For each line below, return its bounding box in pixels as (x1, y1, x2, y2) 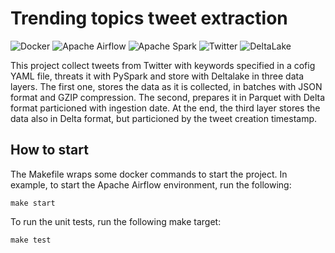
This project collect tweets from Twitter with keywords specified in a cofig (10, 59, 316, 71)
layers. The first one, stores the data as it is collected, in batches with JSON (10, 80, 323, 92)
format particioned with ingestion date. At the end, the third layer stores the (10, 102, 321, 114)
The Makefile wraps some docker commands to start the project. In (10, 168, 288, 180)
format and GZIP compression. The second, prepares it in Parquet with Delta (10, 91, 326, 103)
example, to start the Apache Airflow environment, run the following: (10, 178, 292, 191)
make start (10, 198, 56, 208)
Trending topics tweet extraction (10, 7, 288, 30)
